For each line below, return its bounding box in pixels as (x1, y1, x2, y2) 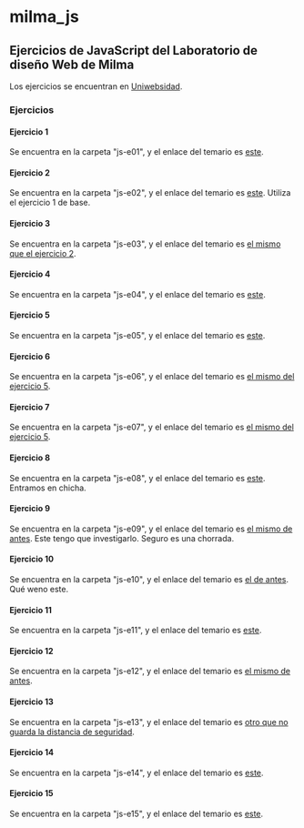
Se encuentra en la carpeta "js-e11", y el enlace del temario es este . (9, 625, 262, 636)
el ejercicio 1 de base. (9, 197, 91, 208)
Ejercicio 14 (9, 747, 55, 758)
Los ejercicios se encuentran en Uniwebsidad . (9, 81, 183, 92)
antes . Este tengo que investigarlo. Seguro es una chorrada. (9, 532, 235, 543)
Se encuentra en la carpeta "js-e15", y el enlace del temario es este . (9, 808, 264, 819)
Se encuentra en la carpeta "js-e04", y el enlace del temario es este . (9, 288, 266, 299)
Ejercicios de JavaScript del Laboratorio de (9, 43, 258, 58)
